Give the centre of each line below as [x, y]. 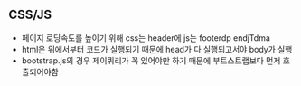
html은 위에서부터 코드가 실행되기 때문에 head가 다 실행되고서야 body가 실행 [157, 49]
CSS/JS [30, 15]
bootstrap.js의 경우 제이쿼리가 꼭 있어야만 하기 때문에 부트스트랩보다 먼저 [151, 60]
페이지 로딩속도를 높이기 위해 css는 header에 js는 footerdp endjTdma [146, 38]
